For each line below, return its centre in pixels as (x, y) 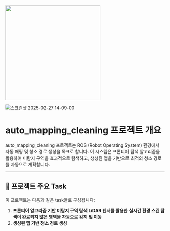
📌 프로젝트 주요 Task (36, 187)
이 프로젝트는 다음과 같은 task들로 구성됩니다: (50, 200)
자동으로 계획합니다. (30, 164)
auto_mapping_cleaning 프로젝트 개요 (83, 130)
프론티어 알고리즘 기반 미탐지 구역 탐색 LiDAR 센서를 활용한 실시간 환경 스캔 (86, 210)
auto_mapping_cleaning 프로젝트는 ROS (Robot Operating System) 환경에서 (82, 145)
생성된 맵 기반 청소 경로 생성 (40, 223)
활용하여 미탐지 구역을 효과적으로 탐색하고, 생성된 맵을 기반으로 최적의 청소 (79, 158)
